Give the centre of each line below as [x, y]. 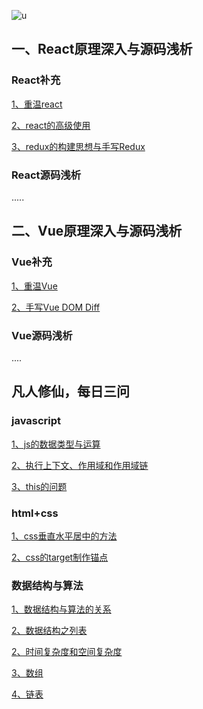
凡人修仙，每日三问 [70, 391]
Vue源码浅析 [42, 335]
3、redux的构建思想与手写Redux [78, 146]
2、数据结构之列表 [49, 631]
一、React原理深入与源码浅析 [102, 49]
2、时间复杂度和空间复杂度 [67, 652]
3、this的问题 [39, 486]
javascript [36, 421]
